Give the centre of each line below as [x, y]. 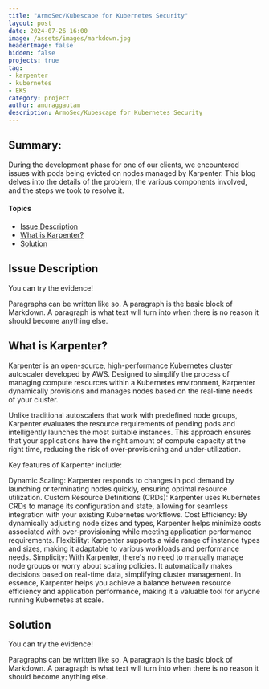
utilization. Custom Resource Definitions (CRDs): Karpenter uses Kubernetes [134, 497]
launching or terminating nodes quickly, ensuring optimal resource [118, 489]
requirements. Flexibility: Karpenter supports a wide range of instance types [134, 540]
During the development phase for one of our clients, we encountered [124, 165]
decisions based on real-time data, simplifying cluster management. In [125, 574]
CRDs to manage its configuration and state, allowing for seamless [118, 506]
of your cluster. [33, 399]
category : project [39, 98]
